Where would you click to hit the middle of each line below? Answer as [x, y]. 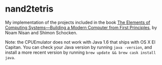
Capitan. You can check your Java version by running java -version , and [79, 47]
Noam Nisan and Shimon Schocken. [41, 32]
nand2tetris [29, 9]
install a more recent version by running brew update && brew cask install [81, 52]
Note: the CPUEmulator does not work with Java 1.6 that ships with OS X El [80, 42]
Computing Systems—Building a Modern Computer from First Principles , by [81, 27]
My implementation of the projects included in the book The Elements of [78, 22]
